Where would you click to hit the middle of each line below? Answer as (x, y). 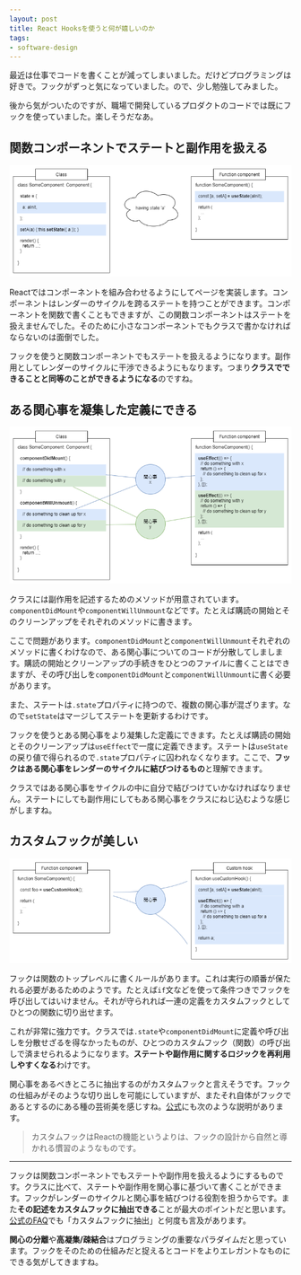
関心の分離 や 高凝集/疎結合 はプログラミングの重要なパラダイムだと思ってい (148, 1239)
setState (42, 717)
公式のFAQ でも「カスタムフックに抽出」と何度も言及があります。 (130, 1220)
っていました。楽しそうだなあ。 (99, 117)
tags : (19, 38)
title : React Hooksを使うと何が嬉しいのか (82, 28)
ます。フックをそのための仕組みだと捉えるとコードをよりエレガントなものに (150, 1250)
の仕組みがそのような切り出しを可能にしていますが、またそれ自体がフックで (150, 1095)
